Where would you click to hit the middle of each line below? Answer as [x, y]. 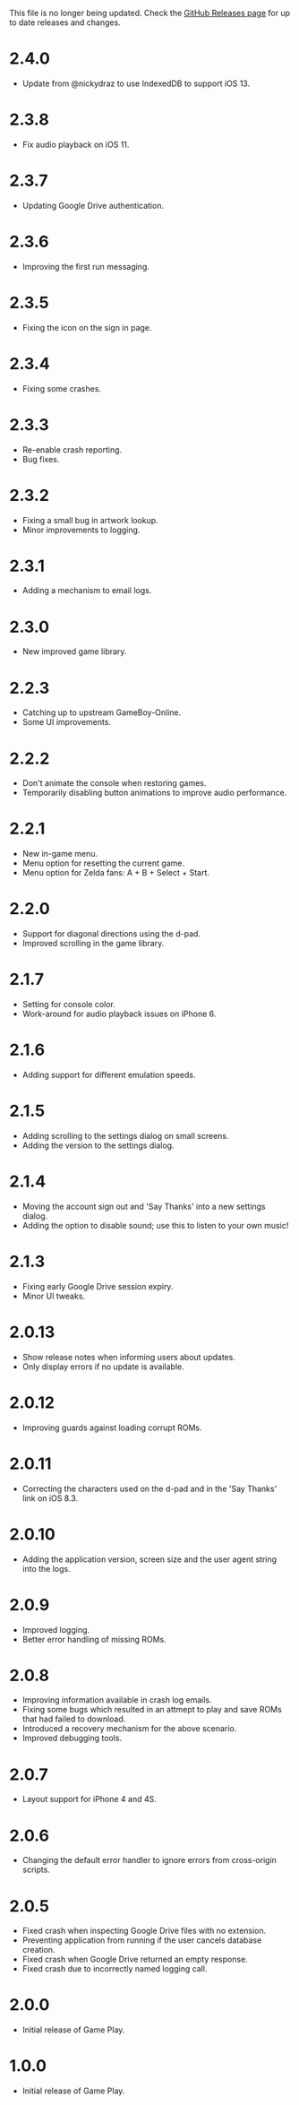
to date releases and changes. [65, 22]
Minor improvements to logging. [81, 530]
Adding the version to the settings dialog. [98, 1145]
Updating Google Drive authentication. [93, 205]
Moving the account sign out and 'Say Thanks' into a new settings [144, 1206]
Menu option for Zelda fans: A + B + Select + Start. [116, 873]
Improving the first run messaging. [86, 266]
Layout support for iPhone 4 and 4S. [89, 1799]
